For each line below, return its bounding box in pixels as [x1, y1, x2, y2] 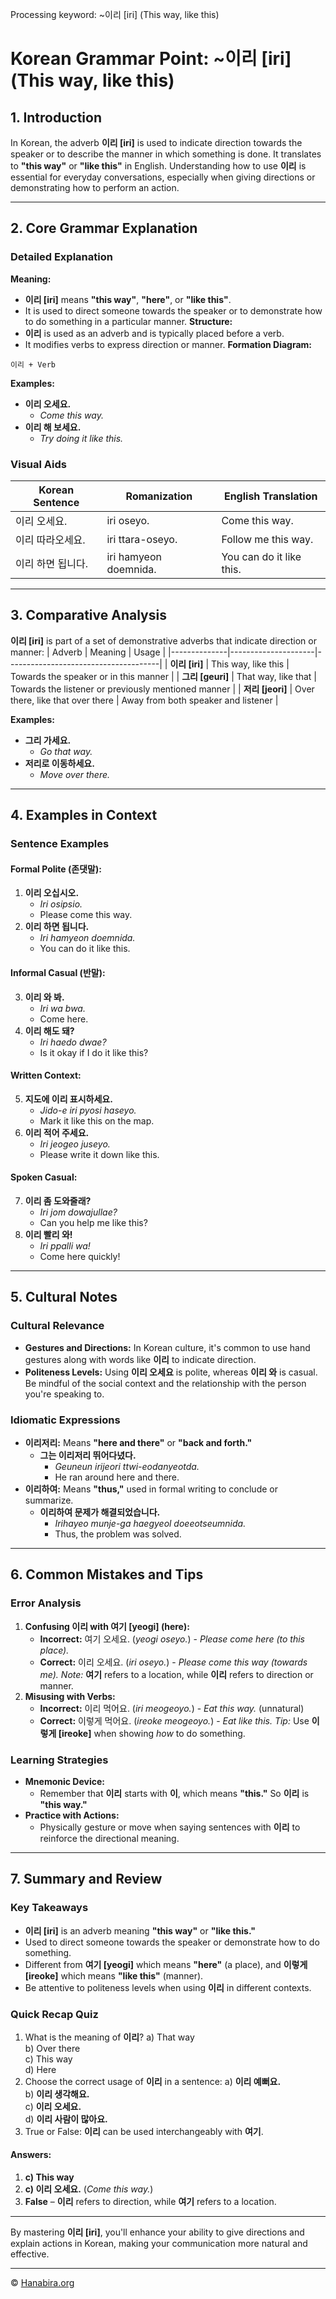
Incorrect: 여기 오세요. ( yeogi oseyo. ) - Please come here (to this [39, 1633, 305, 1645]
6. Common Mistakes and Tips [10, 1566, 204, 1583]
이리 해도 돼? [24, 1024, 75, 1037]
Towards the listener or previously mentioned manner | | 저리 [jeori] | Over [10, 683, 315, 695]
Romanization [125, 489, 193, 503]
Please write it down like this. [39, 1148, 160, 1160]
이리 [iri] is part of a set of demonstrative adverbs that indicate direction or [10, 634, 317, 647]
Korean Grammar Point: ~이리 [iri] [10, 48, 292, 70]
